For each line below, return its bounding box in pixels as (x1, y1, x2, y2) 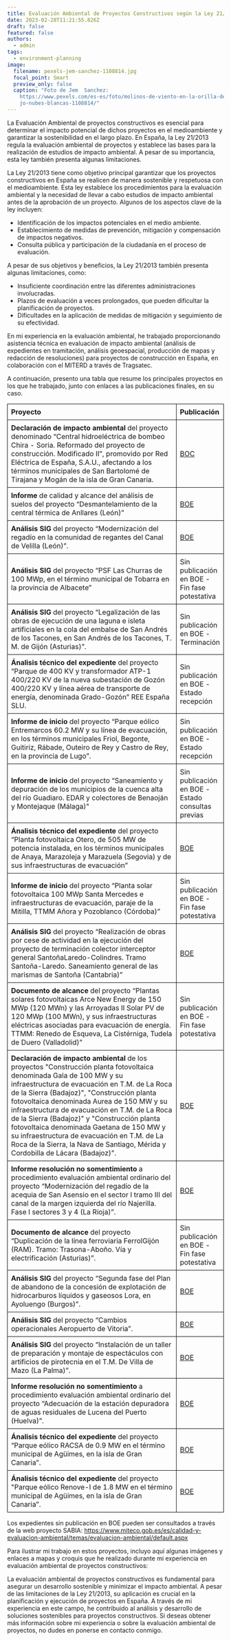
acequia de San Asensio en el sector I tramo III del (11, 1190, 173, 1199)
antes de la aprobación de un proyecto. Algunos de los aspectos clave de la (7, 198, 222, 206)
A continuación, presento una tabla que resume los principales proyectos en (7, 374, 223, 382)
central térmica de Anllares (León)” (11, 508, 124, 517)
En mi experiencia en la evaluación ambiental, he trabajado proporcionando (7, 331, 221, 340)
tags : (7, 49, 23, 56)
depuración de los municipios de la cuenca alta (11, 784, 164, 794)
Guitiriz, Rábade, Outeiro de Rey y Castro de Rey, (11, 742, 169, 752)
